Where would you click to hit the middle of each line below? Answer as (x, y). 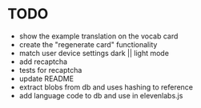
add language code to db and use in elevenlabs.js (101, 95)
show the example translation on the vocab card (98, 36)
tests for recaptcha (50, 70)
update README (46, 78)
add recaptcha (43, 62)
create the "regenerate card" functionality (88, 44)
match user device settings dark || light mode (94, 53)
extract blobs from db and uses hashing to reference (106, 87)
